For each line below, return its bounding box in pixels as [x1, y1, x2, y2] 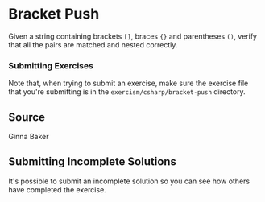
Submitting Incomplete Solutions [8, 155, 177, 169]
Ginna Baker [8, 132, 50, 142]
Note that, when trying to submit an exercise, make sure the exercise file [8, 78, 249, 89]
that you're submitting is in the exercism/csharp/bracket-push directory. [8, 87, 246, 97]
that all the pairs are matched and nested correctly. [8, 39, 178, 49]
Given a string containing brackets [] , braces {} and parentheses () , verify [8, 31, 258, 41]
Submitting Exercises [8, 60, 94, 71]
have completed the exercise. [8, 184, 106, 194]
